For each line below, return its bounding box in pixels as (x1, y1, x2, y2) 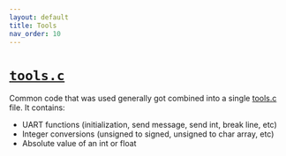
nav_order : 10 (9, 29, 62, 38)
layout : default (9, 12, 69, 22)
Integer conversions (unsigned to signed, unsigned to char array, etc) (21, 129, 275, 139)
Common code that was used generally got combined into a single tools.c (9, 93, 277, 104)
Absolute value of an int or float (21, 138, 137, 149)
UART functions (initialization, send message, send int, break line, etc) (21, 120, 278, 130)
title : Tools (9, 21, 57, 30)
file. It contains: (9, 102, 65, 113)
